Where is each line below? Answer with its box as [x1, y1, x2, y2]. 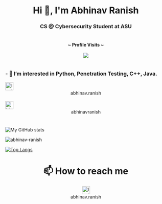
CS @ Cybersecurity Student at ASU [40, 23, 132, 30]
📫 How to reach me [43, 166, 129, 177]
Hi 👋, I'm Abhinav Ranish [33, 5, 139, 16]
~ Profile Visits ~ [67, 42, 104, 48]
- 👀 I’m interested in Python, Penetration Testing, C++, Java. [5, 70, 157, 77]
